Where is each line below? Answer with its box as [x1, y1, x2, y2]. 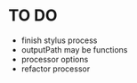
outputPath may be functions [20, 44, 128, 54]
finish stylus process [20, 35, 98, 46]
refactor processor [20, 63, 91, 74]
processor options [20, 54, 89, 64]
